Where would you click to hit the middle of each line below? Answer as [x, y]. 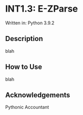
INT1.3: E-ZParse [42, 9]
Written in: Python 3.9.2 [30, 23]
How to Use [24, 67]
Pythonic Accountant [27, 107]
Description [24, 39]
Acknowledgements [38, 95]
